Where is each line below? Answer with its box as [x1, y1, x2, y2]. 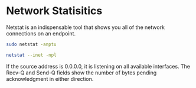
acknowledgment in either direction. [6, 75, 94, 82]
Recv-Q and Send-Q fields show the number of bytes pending [6, 69, 157, 76]
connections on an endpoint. [6, 30, 76, 37]
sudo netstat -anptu [6, 41, 57, 47]
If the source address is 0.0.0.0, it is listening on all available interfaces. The [6, 63, 191, 70]
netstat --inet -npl [6, 52, 57, 58]
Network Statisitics [6, 4, 103, 18]
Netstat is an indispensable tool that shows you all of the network [6, 24, 165, 31]
